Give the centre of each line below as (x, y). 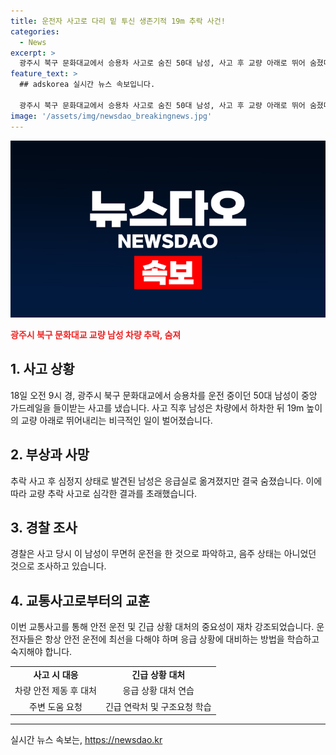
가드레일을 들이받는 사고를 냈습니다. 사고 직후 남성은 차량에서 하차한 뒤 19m (157, 407)
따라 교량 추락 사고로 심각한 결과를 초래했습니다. (104, 493)
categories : (35, 31)
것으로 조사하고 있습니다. (58, 566)
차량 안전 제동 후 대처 (55, 691)
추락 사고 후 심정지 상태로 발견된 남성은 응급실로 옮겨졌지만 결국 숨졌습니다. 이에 (166, 481)
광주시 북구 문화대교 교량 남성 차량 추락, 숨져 (96, 334)
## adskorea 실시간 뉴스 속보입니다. (87, 85)
